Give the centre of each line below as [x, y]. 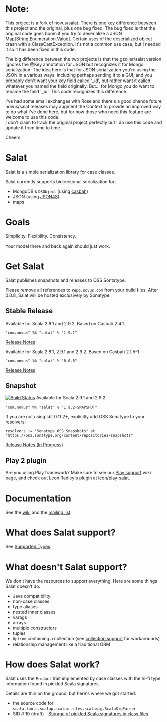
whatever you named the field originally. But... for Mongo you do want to [80, 86]
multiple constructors [34, 628]
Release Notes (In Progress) [34, 445]
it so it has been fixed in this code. [41, 49]
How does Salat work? [53, 664]
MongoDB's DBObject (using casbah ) [50, 191]
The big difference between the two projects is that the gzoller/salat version [83, 59]
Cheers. [13, 137]
